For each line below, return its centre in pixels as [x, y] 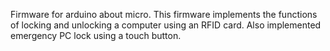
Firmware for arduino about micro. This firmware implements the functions [164, 14]
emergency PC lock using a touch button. [96, 35]
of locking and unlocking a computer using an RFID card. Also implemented [166, 25]
